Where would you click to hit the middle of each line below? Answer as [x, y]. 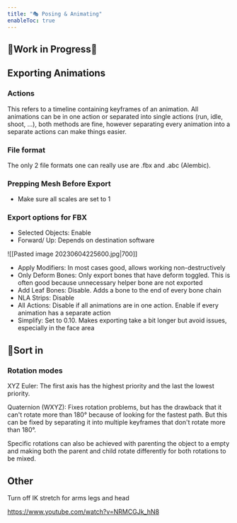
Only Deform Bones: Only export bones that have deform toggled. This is [124, 275]
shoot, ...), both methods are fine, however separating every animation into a [119, 124]
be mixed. [22, 459]
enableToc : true [31, 21]
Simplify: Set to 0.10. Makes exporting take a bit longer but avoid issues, [122, 320]
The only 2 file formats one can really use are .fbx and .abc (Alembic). [109, 165]
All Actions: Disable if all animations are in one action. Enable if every [118, 305]
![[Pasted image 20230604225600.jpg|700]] [73, 254]
